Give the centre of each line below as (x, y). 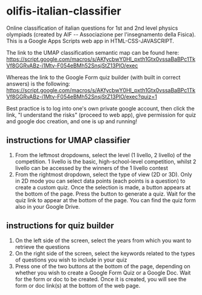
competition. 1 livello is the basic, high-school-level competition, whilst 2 (106, 161)
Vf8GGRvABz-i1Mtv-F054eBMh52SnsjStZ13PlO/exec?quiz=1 (82, 97)
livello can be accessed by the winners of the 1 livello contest (92, 168)
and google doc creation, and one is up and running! (72, 121)
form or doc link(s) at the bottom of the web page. (78, 285)
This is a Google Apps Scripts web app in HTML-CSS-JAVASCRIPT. (90, 41)
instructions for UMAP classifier (68, 141)
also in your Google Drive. (47, 206)
